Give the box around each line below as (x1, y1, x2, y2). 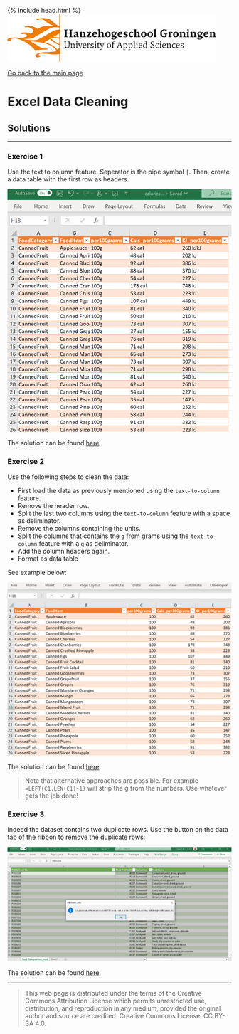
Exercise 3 (7, 809, 45, 819)
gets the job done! (24, 791, 78, 800)
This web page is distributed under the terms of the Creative (24, 989, 203, 998)
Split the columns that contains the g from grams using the (17, 532, 189, 540)
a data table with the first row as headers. (7, 175, 129, 184)
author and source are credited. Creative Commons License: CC (24, 1012, 213, 1020)
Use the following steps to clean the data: (7, 473, 129, 481)
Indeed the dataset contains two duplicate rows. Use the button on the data (7, 825, 229, 834)
